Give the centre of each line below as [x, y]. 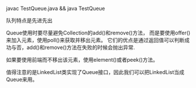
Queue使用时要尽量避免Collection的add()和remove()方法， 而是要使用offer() [98, 33]
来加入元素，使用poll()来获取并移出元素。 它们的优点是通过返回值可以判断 [95, 40]
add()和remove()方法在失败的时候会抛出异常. [80, 47]
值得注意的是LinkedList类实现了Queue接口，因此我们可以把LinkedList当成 [95, 72]
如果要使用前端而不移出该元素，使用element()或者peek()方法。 [82, 60]
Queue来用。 [22, 79]
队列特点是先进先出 [29, 20]
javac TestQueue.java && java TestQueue [56, 8]
